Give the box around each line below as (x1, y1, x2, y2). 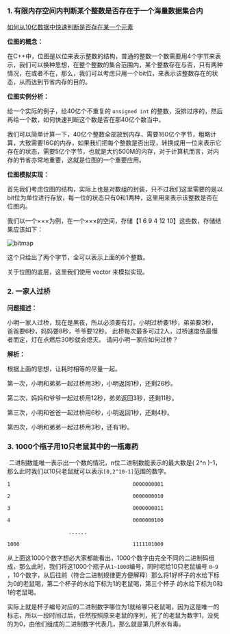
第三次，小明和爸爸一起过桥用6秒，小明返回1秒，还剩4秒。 (7, 408, 173, 416)
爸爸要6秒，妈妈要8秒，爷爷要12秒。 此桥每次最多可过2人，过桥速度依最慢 (7, 327, 218, 335)
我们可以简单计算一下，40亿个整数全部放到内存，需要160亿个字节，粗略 (7, 130, 211, 139)
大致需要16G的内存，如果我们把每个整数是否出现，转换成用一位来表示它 (18, 139, 222, 147)
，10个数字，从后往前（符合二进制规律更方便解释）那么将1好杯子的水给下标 (7, 571, 220, 579)
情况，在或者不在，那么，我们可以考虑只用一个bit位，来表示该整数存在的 (7, 69, 212, 78)
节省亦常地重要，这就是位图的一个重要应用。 (18, 156, 145, 164)
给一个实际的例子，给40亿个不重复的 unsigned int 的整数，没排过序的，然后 (7, 107, 223, 115)
